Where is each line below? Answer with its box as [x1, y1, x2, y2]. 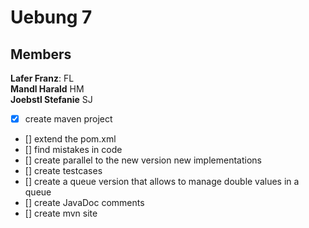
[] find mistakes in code [24, 144, 123, 156]
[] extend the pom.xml [24, 133, 117, 145]
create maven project [24, 113, 113, 125]
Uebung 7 [10, 6, 93, 29]
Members [10, 46, 72, 63]
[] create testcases [24, 165, 103, 177]
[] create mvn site [24, 207, 98, 220]
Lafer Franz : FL [10, 72, 75, 84]
